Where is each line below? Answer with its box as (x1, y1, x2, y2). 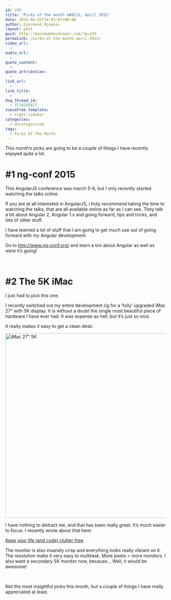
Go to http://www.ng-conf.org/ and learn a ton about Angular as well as (5, 242, 155, 249)
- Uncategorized (10, 121, 44, 127)
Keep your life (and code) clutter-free (5, 538, 84, 544)
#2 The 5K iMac (5, 276, 73, 287)
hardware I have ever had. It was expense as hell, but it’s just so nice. (5, 313, 150, 320)
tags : (5, 126, 17, 131)
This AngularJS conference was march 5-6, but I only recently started (5, 185, 152, 192)
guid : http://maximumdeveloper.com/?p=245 (5, 31, 97, 36)
